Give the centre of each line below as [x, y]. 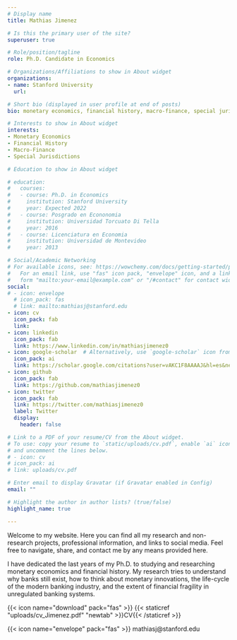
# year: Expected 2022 [47, 208]
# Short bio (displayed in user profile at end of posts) [94, 104]
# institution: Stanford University [68, 202]
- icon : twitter [31, 392]
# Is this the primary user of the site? [69, 33]
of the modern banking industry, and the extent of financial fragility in [108, 586]
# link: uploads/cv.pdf [42, 470]
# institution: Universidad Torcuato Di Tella [83, 221]
